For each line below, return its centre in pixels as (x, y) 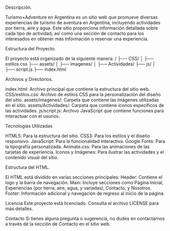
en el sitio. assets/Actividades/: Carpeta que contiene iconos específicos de (85, 105)
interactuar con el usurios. (32, 116)
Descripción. (19, 7)
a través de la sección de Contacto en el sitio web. (58, 224)
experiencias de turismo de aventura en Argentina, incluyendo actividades (83, 23)
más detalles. (19, 209)
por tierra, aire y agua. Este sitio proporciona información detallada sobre (82, 28)
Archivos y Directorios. (29, 79)
